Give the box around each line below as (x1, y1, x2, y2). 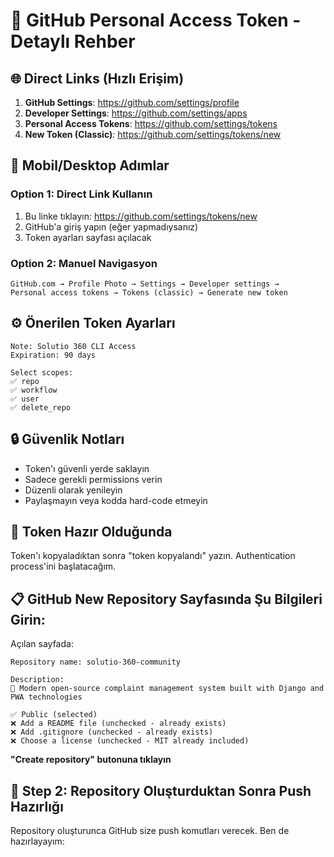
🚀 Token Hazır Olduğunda (10, 524, 173, 540)
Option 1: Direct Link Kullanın (10, 187, 153, 201)
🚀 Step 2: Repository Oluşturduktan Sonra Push (10, 782, 312, 799)
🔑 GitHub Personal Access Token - (10, 9, 302, 32)
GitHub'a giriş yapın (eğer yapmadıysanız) (24, 220, 199, 233)
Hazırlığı (10, 798, 64, 815)
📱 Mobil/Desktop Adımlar (10, 157, 170, 174)
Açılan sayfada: (10, 638, 74, 650)
